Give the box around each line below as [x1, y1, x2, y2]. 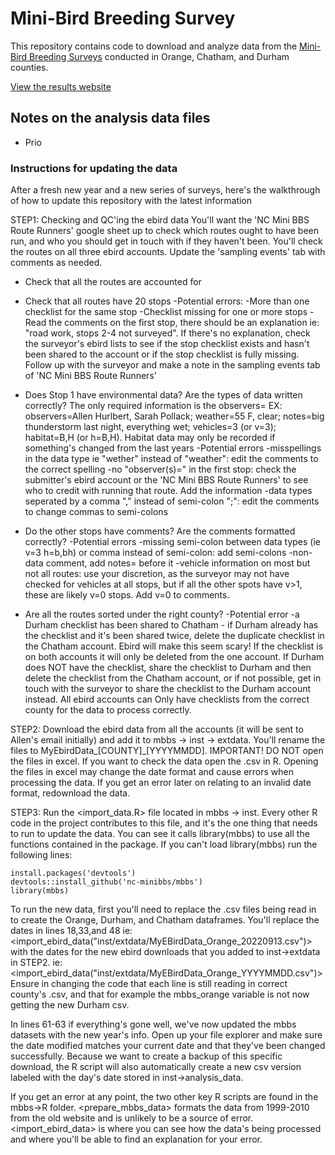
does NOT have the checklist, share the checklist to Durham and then [24, 662, 312, 674]
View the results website [10, 80, 112, 92]
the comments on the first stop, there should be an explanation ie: [48, 317, 320, 329]
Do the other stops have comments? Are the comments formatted [24, 525, 296, 537]
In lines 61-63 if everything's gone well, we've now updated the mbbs [10, 1018, 297, 1031]
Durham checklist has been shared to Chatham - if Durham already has [24, 619, 319, 631]
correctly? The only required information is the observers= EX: [24, 400, 283, 412]
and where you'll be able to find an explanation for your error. [10, 1133, 263, 1146]
